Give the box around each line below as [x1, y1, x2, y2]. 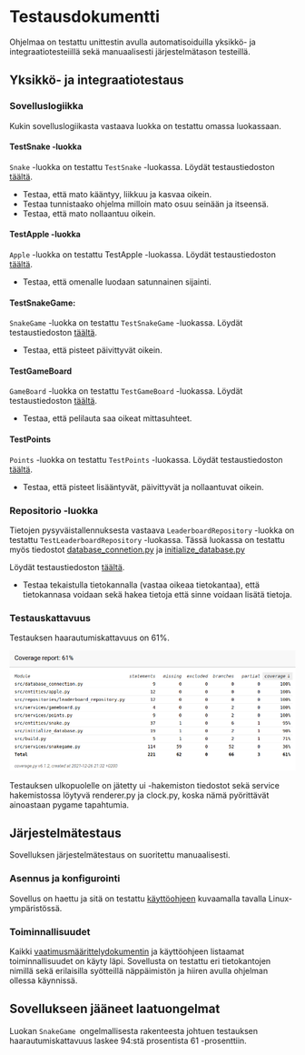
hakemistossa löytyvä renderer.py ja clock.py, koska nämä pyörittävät [9, 789, 270, 800]
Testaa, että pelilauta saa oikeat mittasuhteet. [22, 413, 192, 424]
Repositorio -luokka [9, 504, 98, 517]
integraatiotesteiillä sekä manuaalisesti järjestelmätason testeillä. [9, 45, 251, 56]
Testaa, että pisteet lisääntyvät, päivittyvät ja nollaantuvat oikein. [22, 481, 264, 492]
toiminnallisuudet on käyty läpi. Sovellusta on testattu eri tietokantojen [9, 956, 271, 966]
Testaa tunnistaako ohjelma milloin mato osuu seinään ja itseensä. [22, 198, 270, 209]
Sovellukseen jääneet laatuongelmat [9, 1001, 221, 1017]
